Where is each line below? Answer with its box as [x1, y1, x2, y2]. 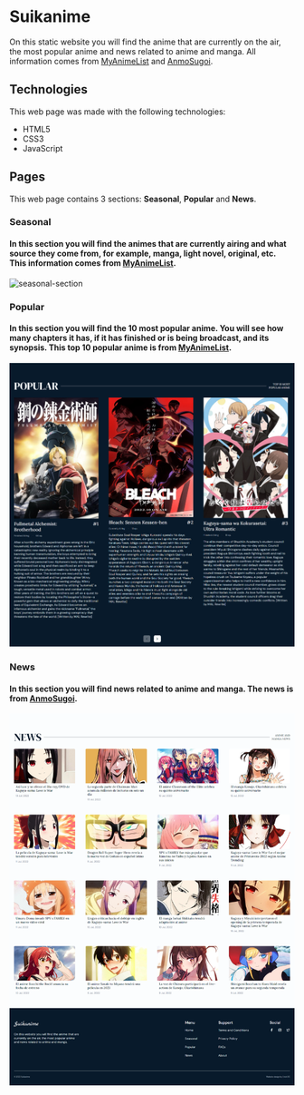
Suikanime [9, 6, 91, 27]
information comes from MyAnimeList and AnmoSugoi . [9, 55, 214, 66]
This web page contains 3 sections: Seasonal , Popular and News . [9, 193, 257, 204]
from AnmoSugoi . [9, 692, 78, 704]
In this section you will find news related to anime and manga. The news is [9, 683, 294, 694]
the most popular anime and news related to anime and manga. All [9, 45, 256, 56]
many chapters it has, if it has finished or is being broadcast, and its [9, 333, 270, 344]
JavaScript [22, 142, 63, 153]
